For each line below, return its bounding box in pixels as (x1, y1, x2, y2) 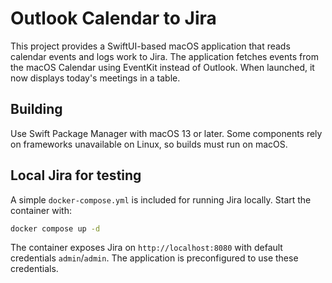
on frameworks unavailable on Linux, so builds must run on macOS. (10, 138, 288, 150)
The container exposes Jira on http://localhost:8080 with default (10, 242, 283, 254)
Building (10, 101, 63, 118)
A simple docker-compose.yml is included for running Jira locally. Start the (10, 193, 312, 206)
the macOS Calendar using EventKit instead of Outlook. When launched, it (10, 61, 315, 73)
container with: (10, 204, 72, 216)
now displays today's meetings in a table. (10, 72, 181, 84)
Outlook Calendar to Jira (10, 7, 217, 30)
